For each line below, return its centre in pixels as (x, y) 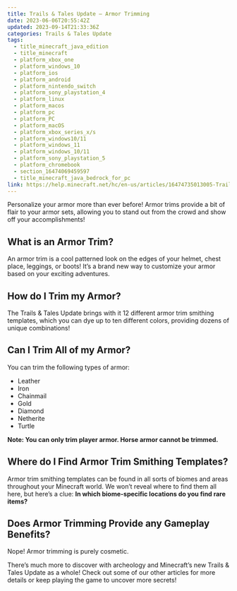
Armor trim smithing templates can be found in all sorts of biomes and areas (118, 479)
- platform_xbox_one (44, 60)
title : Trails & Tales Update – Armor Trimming (79, 14)
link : (15, 184)
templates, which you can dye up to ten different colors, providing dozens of (118, 321)
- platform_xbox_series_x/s (55, 132)
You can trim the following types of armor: (69, 367)
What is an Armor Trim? (61, 242)
